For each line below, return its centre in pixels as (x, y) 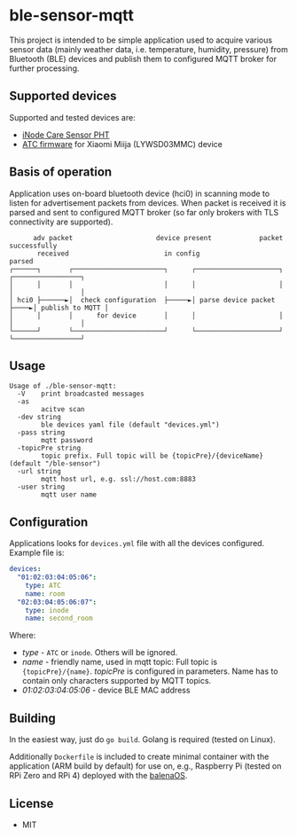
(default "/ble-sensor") (55, 464)
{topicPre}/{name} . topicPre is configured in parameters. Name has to (150, 671)
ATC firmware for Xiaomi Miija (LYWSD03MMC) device (122, 144)
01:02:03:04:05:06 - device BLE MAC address (106, 690)
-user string (41, 487)
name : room (45, 594)
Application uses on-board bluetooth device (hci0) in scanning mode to (140, 193)
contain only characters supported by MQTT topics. (117, 681)
